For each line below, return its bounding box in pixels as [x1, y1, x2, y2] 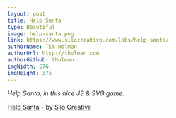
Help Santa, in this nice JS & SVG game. [7, 89, 125, 98]
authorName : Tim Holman [7, 43, 78, 50]
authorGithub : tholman [7, 57, 74, 64]
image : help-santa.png [7, 30, 74, 37]
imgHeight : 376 [7, 69, 52, 76]
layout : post [7, 10, 46, 18]
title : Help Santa [7, 17, 61, 24]
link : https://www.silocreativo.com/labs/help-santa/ [7, 37, 170, 44]
